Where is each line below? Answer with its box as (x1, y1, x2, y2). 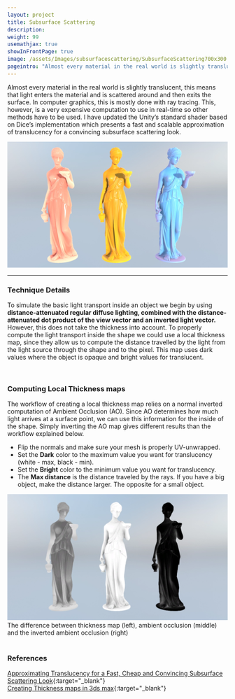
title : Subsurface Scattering (7, 18, 96, 26)
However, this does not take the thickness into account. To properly (7, 323, 202, 332)
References (7, 654, 48, 663)
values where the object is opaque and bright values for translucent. (7, 353, 204, 361)
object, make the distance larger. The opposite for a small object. (17, 480, 205, 489)
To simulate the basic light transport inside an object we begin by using (7, 301, 213, 309)
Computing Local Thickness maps (7, 383, 126, 393)
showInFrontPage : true (7, 48, 73, 55)
